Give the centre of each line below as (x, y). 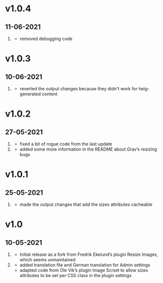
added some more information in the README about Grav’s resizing (88, 149)
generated (30, 94)
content (50, 94)
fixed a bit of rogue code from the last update (66, 144)
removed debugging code (46, 39)
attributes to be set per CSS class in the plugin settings (76, 275)
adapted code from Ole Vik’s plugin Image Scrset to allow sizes (84, 270)
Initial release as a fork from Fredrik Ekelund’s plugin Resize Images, (89, 254)
